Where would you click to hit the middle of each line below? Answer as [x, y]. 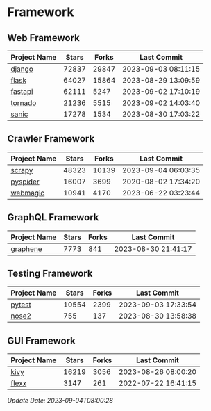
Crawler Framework [51, 139]
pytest [21, 305]
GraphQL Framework [53, 217]
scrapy [22, 170]
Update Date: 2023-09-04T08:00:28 [60, 401]
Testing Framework [50, 274]
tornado [24, 103]
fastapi [22, 91]
